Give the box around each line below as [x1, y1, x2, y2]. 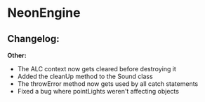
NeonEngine [7, 5, 81, 21]
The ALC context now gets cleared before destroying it [17, 65, 177, 73]
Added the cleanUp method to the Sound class [17, 72, 153, 80]
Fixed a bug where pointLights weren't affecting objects [17, 87, 179, 95]
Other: [7, 51, 27, 59]
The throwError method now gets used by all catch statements [17, 80, 199, 88]
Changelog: [7, 33, 60, 45]
